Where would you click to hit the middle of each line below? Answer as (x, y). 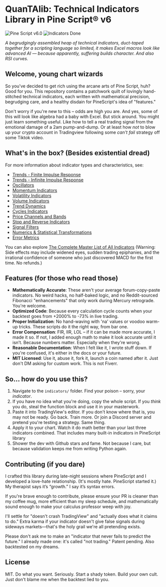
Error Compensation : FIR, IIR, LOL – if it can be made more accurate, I (83, 332)
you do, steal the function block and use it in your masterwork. (76, 407)
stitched (13, 96)
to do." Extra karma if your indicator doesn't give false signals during (75, 521)
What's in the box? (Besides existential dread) (78, 153)
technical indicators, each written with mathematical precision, (86, 96)
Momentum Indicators (35, 190)
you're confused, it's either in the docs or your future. (67, 353)
